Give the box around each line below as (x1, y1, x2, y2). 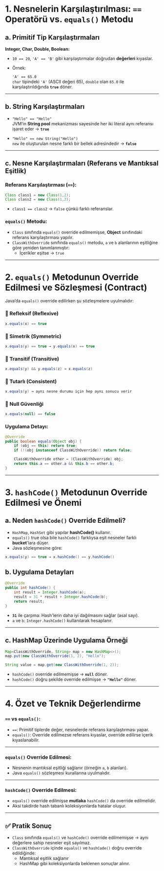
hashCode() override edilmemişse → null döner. (12, 672, 108, 677)
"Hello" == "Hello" (12, 116, 52, 121)
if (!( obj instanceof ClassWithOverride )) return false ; (14, 448, 132, 453)
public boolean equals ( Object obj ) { (5, 439, 82, 444)
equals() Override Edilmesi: (5, 753, 72, 760)
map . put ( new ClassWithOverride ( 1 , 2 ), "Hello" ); (5, 653, 106, 659)
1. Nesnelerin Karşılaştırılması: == (5, 3, 142, 15)
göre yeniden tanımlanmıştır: (12, 245, 70, 251)
